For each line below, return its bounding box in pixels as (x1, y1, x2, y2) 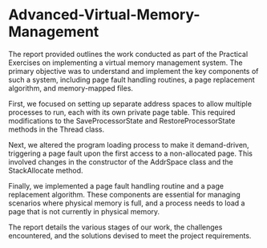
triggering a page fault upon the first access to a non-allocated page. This (8, 148, 253, 158)
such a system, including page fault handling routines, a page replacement (8, 75, 255, 84)
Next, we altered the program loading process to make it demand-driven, (8, 140, 250, 149)
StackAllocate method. (8, 165, 83, 175)
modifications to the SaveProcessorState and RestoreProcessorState (8, 116, 236, 125)
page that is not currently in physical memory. (8, 206, 160, 216)
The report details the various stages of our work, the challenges (8, 222, 223, 232)
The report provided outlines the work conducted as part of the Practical (8, 49, 249, 59)
